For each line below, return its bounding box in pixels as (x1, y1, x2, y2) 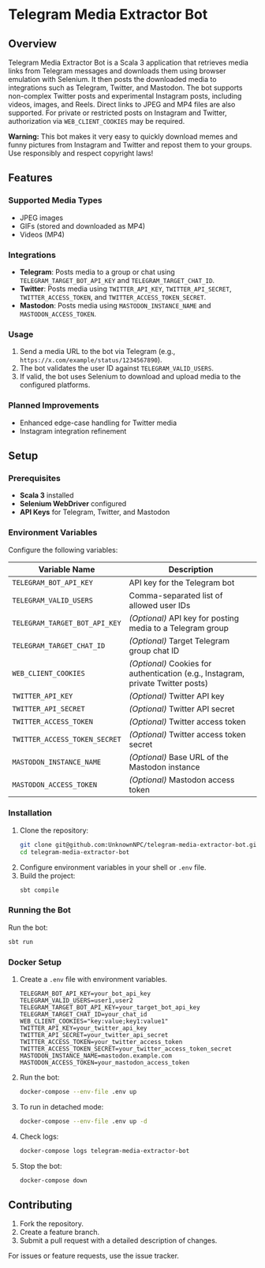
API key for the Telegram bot (129, 577, 235, 588)
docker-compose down (19, 1177, 88, 1184)
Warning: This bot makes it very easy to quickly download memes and (8, 132, 238, 141)
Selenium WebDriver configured (19, 499, 127, 509)
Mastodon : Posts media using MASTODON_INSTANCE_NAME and (19, 300, 211, 310)
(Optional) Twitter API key (129, 690, 225, 701)
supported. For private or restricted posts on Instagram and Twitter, (8, 108, 227, 117)
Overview (8, 37, 58, 50)
